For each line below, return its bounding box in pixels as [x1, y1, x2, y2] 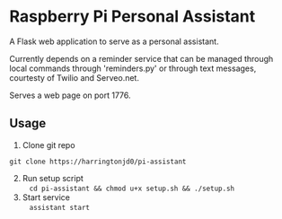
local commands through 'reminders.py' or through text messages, [9, 63, 257, 74]
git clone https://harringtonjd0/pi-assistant [9, 157, 187, 166]
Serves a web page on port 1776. [9, 90, 132, 101]
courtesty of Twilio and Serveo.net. [9, 72, 139, 83]
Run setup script [22, 172, 84, 183]
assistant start [29, 203, 90, 212]
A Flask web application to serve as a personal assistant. [9, 36, 219, 47]
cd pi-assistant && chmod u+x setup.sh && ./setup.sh [29, 184, 235, 193]
